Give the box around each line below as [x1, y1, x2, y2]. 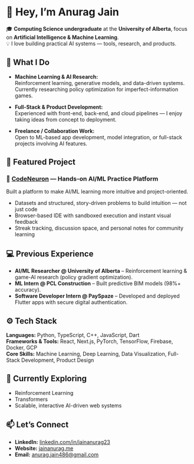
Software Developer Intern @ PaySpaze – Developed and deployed [14, 292, 180, 300]
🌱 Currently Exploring [6, 374, 87, 384]
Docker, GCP [6, 344, 38, 351]
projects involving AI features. [14, 140, 87, 147]
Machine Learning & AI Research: [14, 73, 98, 80]
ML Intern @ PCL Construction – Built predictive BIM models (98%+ [14, 280, 181, 287]
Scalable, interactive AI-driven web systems [14, 401, 122, 409]
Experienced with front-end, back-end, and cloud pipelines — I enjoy [14, 109, 183, 117]
